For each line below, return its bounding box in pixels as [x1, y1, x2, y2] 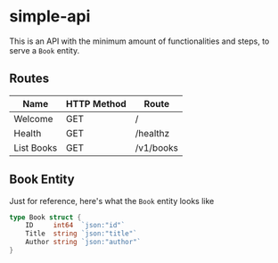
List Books [13, 141, 58, 153]
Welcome [13, 112, 53, 125]
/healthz [135, 127, 170, 139]
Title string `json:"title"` [25, 229, 138, 238]
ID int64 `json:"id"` [25, 221, 126, 230]
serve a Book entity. [9, 45, 80, 55]
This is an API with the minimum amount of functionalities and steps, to [9, 36, 270, 46]
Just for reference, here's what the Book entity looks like [9, 195, 215, 206]
